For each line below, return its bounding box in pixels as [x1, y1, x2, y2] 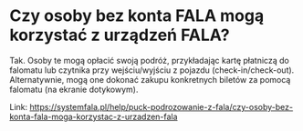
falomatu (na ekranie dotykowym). [9, 84, 139, 95]
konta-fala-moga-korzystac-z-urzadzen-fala [9, 111, 178, 122]
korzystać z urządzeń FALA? [9, 25, 230, 45]
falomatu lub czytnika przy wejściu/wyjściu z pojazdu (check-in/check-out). [9, 65, 295, 76]
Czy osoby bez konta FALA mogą [9, 5, 265, 26]
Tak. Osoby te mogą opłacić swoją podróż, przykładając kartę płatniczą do [9, 55, 289, 65]
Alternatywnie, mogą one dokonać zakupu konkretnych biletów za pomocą [9, 74, 291, 85]
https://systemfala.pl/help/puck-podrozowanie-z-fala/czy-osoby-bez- [29, 101, 294, 112]
